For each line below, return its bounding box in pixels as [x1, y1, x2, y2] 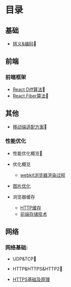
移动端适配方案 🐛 [12, 123, 47, 130]
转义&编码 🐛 [12, 41, 37, 47]
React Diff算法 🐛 [12, 86, 46, 92]
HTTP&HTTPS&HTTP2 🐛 [12, 266, 63, 272]
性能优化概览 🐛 [12, 150, 43, 156]
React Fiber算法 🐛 [12, 93, 49, 99]
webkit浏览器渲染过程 [20, 172, 66, 178]
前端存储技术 [20, 211, 47, 217]
